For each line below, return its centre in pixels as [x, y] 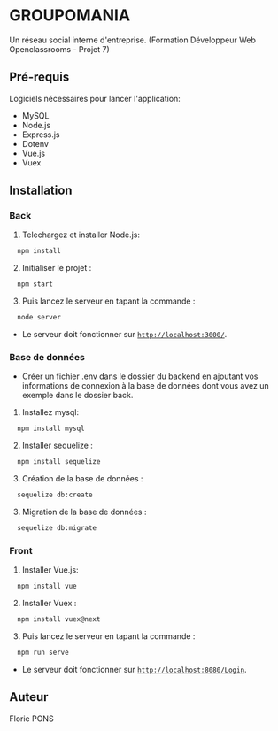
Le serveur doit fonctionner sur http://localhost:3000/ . [124, 335]
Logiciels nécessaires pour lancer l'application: [95, 98]
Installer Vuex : [49, 604]
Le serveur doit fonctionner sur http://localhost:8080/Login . [134, 669]
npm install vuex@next [59, 619]
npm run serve [43, 652]
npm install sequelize [59, 462]
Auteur [29, 697]
